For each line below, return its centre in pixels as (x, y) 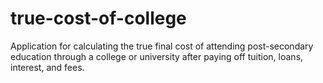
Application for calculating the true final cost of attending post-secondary (162, 46)
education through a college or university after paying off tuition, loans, (157, 56)
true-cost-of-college (98, 18)
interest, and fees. (47, 67)
